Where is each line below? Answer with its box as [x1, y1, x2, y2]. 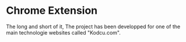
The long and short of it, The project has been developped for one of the [6, 23, 181, 30]
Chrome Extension [6, 4, 98, 17]
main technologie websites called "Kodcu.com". [6, 29, 121, 36]
